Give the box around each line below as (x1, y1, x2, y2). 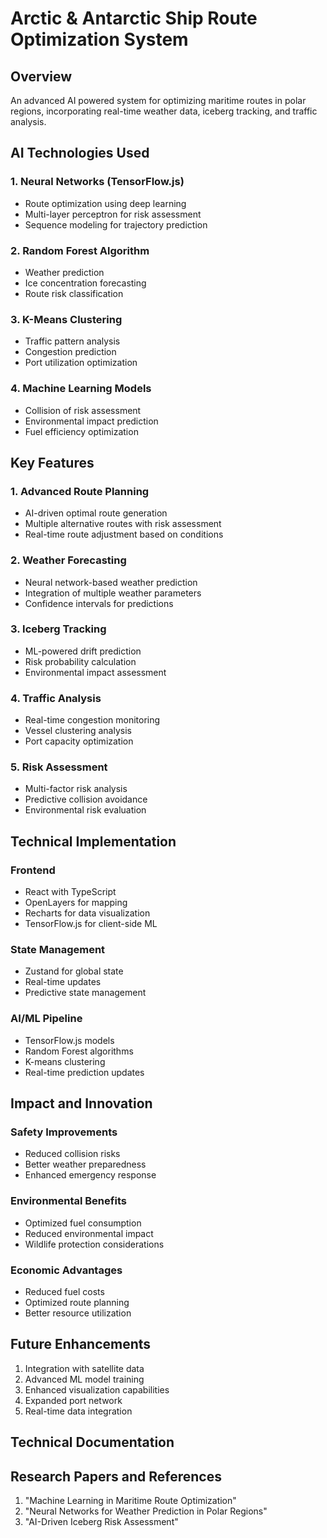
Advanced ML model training (24, 1373, 145, 1385)
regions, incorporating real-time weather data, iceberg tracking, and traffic (10, 105, 318, 117)
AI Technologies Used (10, 145, 150, 162)
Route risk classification (24, 287, 124, 299)
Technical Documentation (10, 1434, 175, 1451)
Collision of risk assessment (24, 404, 142, 416)
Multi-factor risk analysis (24, 783, 128, 795)
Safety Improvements (10, 1125, 118, 1139)
